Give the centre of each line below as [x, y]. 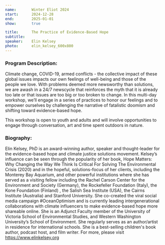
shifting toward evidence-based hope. [44, 111]
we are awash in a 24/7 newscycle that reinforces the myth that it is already [82, 90]
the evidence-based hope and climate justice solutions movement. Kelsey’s [81, 154]
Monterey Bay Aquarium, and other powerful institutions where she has [77, 175]
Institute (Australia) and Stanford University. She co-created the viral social [81, 196]
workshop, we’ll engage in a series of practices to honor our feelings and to [82, 100]
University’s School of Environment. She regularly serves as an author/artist [82, 222]
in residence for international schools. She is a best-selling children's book [81, 227]
